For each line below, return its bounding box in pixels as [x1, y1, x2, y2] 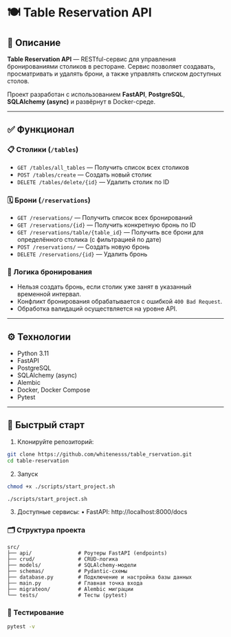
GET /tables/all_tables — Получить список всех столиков [16, 163, 189, 171]
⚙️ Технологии [7, 331, 71, 343]
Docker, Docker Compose [16, 385, 91, 394]
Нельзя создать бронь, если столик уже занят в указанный [16, 282, 192, 291]
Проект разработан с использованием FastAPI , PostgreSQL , [7, 90, 186, 98]
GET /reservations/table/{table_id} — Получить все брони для [16, 227, 204, 236]
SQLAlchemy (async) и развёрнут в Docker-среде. [7, 98, 156, 106]
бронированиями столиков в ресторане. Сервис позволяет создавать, [7, 63, 216, 70]
